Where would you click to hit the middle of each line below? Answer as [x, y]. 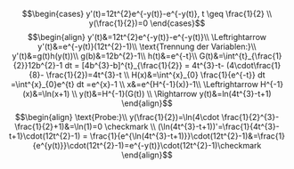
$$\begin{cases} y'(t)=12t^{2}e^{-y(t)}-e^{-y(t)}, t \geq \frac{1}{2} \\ [147, 14]
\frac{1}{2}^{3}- [250, 117]
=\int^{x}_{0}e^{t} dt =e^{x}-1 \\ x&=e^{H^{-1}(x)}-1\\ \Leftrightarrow [134, 84]
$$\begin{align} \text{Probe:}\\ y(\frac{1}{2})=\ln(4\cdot [117, 117]
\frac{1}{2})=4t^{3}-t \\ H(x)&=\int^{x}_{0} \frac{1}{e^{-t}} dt [156, 75]
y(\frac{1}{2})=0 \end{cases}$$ [147, 23]
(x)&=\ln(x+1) [46, 94]
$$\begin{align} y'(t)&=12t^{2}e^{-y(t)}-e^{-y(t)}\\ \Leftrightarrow [147, 37]
